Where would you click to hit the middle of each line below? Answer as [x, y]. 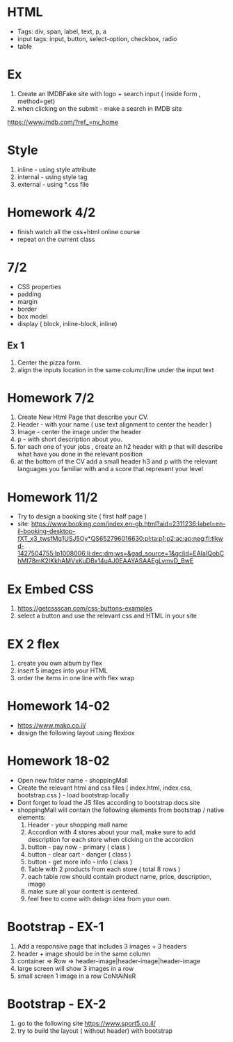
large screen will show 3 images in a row [75, 969]
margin [27, 301]
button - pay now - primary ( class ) [79, 847]
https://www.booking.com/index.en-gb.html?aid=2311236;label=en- [128, 524]
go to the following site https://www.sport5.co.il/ [87, 1023]
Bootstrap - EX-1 [56, 927]
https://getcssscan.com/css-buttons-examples [85, 608]
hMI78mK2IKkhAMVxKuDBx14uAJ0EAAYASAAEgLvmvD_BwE [105, 561]
